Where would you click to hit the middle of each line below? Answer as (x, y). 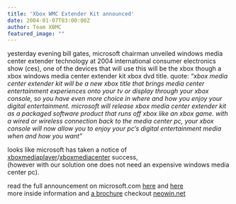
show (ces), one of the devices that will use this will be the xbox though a (114, 68)
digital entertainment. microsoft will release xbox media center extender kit (117, 106)
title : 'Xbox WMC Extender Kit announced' (71, 14)
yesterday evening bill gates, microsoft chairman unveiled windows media (115, 54)
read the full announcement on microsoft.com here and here (95, 186)
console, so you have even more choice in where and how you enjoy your (115, 99)
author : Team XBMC (34, 27)
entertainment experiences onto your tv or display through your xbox (108, 91)
